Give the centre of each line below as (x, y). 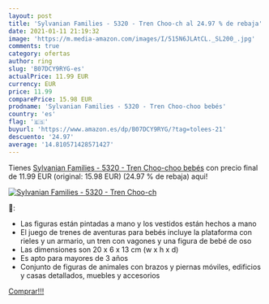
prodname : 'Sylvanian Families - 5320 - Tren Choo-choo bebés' (117, 106)
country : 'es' (32, 115)
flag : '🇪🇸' (28, 122)
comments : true (34, 46)
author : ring (30, 62)
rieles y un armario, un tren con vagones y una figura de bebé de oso (136, 241)
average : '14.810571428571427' (61, 144)
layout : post (30, 16)
